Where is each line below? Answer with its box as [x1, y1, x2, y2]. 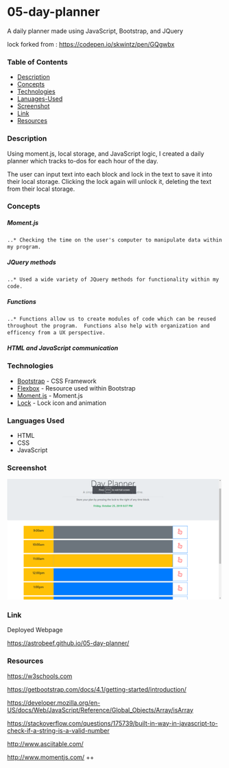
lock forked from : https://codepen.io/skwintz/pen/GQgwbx [7, 40, 175, 48]
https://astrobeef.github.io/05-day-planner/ [7, 639, 130, 647]
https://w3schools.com [7, 672, 73, 680]
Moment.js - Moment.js [16, 391, 84, 399]
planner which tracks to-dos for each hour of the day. [7, 156, 159, 165]
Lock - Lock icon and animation [16, 399, 106, 407]
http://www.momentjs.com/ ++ [7, 753, 95, 761]
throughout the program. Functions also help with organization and [7, 323, 210, 329]
